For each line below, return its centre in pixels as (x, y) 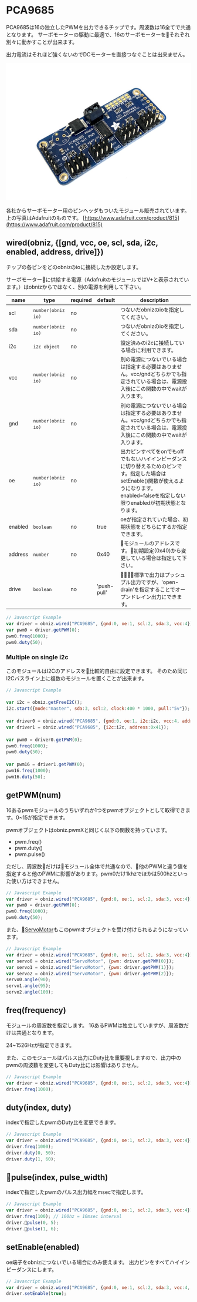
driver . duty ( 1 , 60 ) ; (31, 1159)
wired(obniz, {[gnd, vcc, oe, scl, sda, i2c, (82, 243)
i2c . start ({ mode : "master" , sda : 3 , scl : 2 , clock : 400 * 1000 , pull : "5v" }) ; (98, 709)
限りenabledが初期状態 (148, 502)
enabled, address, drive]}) (55, 252)
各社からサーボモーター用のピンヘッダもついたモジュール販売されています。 (98, 210)
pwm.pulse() (30, 854)
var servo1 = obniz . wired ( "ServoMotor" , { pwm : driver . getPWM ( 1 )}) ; (90, 967)
